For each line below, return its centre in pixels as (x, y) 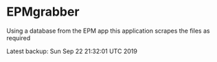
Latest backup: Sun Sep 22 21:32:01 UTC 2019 (72, 51)
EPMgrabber (43, 12)
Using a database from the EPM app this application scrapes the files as (108, 31)
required (19, 37)
